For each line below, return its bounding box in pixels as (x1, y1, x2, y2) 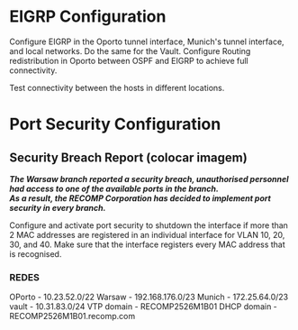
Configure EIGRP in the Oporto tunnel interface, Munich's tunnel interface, (9, 36, 285, 47)
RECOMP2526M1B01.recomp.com (9, 311, 136, 322)
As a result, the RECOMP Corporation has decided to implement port (9, 192, 272, 204)
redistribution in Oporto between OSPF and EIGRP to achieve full (9, 55, 249, 66)
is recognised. (9, 248, 62, 259)
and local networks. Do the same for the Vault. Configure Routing (9, 45, 251, 56)
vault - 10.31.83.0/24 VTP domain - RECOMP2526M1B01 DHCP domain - (9, 301, 277, 312)
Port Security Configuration (9, 115, 221, 134)
